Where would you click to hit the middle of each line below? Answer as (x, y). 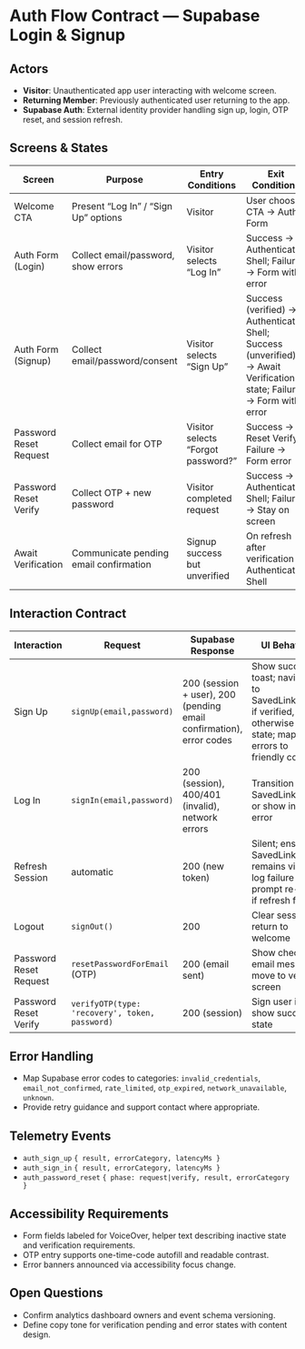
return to (270, 926)
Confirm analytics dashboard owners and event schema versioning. (149, 1314)
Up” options (97, 217)
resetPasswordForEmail (120, 964)
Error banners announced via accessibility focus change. (129, 1264)
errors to (270, 745)
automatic (93, 871)
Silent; (265, 843)
